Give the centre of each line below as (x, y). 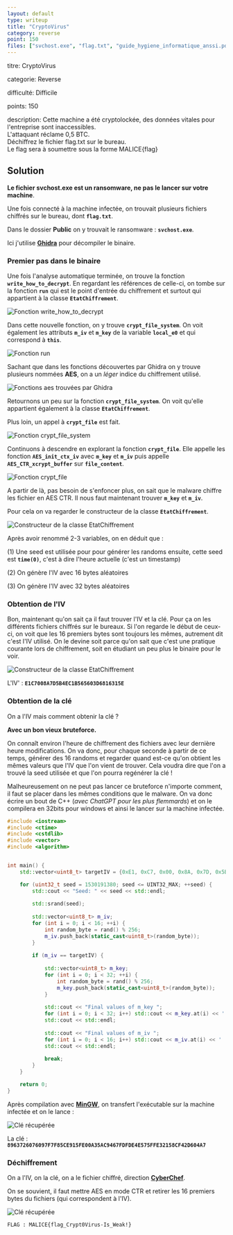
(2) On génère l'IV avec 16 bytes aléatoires (68, 573)
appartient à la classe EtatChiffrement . (63, 298)
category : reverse (34, 33)
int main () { (26, 866)
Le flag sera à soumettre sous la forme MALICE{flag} (83, 149)
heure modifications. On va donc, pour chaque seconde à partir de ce (107, 751)
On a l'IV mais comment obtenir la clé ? (63, 716)
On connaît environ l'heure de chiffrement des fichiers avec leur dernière (111, 743)
